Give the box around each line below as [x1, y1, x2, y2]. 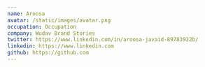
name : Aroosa [7, 10, 45, 17]
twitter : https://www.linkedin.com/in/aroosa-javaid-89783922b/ [7, 36, 199, 43]
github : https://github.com [7, 50, 90, 57]
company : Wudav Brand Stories [7, 29, 96, 37]
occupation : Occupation [7, 23, 77, 30]
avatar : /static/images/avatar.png [7, 17, 111, 24]
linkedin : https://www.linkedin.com [7, 43, 114, 50]
